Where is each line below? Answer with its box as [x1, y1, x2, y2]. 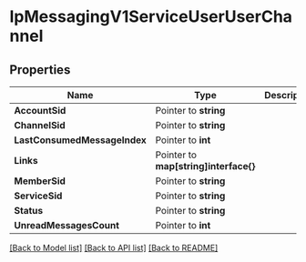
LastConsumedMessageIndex [14, 134, 148, 146]
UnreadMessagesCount [14, 219, 120, 231]
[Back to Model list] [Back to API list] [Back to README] [9, 243, 219, 253]
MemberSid [14, 175, 66, 187]
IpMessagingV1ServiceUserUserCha [9, 6, 293, 27]
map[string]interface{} [155, 160, 256, 172]
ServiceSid [14, 189, 63, 202]
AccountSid [14, 105, 66, 116]
